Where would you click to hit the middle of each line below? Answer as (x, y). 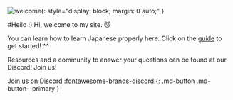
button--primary (31, 88)
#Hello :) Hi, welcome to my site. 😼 (59, 24)
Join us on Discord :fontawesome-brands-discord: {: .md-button (101, 81)
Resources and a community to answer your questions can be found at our (117, 60)
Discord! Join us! (32, 67)
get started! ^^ (28, 46)
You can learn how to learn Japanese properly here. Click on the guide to (115, 38)
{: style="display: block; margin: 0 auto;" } (103, 11)
